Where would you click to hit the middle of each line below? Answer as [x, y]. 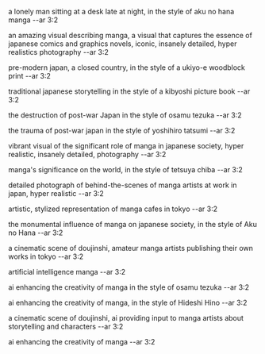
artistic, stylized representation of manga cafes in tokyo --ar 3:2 [113, 209]
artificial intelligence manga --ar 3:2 [67, 272]
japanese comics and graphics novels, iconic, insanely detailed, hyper [123, 44]
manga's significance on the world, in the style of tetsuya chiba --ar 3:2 [126, 169]
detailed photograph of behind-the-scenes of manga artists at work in [123, 185]
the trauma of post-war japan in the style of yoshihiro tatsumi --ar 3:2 [122, 131]
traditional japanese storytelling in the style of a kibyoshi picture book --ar [129, 91]
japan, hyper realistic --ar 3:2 [56, 193]
